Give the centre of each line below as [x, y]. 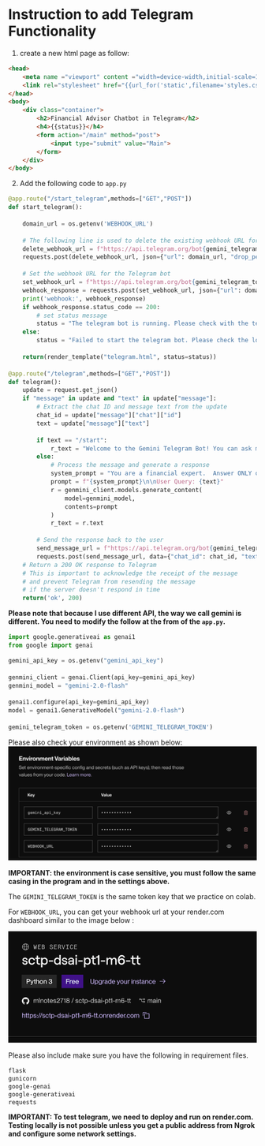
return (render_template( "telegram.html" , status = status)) [119, 356]
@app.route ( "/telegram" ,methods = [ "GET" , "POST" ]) [90, 373]
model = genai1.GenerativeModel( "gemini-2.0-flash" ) [97, 711]
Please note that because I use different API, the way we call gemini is [125, 614]
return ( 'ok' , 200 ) [52, 598]
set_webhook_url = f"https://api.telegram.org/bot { [109, 282]
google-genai [30, 1087]
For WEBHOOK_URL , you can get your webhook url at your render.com [116, 912]
